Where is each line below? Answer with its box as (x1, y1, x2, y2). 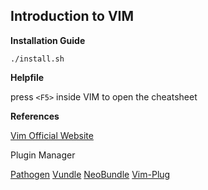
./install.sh (10, 54, 65, 64)
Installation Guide (10, 34, 86, 46)
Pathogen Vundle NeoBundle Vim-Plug (10, 168, 171, 180)
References (10, 110, 60, 122)
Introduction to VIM (10, 8, 135, 25)
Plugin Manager (10, 149, 76, 161)
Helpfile (10, 71, 45, 83)
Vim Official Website (10, 129, 94, 141)
